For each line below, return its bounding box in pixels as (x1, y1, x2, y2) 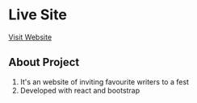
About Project (8, 56, 80, 69)
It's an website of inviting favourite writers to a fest (19, 76, 190, 86)
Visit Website (8, 32, 52, 42)
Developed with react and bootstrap (19, 85, 140, 95)
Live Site (8, 6, 67, 24)
